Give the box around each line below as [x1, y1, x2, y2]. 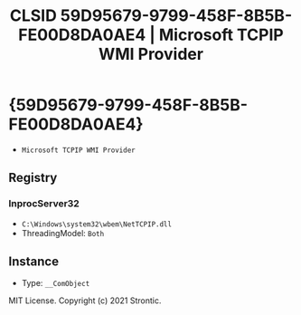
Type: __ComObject [21, 278, 90, 289]
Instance [8, 254, 60, 270]
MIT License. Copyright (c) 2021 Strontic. [8, 295, 162, 306]
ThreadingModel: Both [21, 227, 105, 238]
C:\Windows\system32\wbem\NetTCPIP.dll [21, 219, 173, 229]
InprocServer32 [8, 197, 80, 210]
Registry [8, 170, 58, 186]
